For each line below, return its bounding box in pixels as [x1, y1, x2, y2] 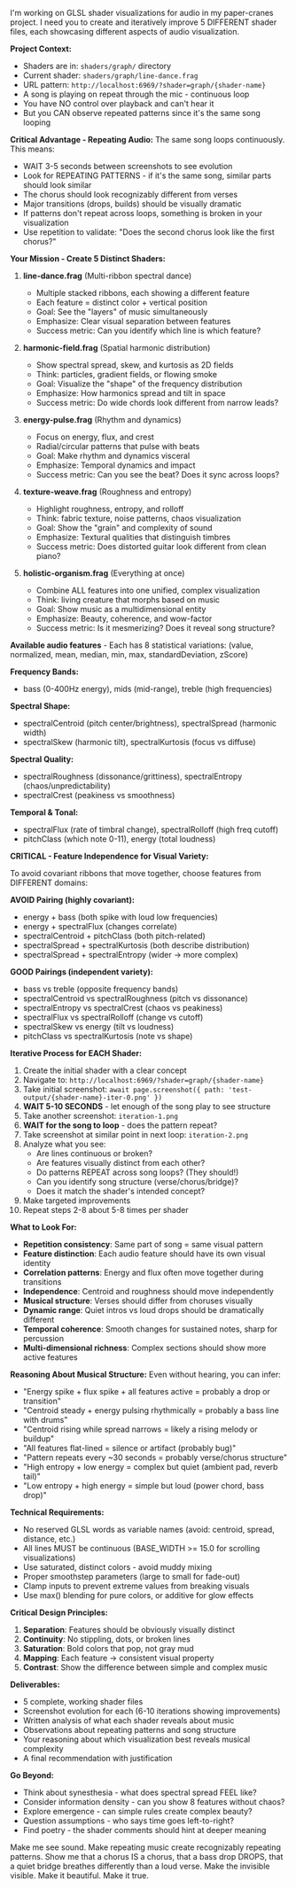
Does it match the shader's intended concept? [35, 1186, 206, 1196]
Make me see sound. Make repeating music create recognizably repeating [10, 1842, 282, 1853]
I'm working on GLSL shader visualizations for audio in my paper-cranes [10, 8, 274, 18]
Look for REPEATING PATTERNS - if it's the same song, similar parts [22, 170, 272, 181]
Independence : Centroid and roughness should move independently [22, 1286, 274, 1296]
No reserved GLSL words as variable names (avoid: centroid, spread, [22, 1524, 276, 1534]
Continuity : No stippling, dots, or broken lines [22, 1634, 191, 1644]
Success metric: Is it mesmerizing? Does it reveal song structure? [35, 623, 276, 633]
